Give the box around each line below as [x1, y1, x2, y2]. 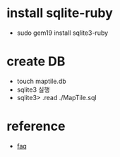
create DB [6, 53, 66, 70]
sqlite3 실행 [16, 85, 50, 94]
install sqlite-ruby [6, 5, 114, 21]
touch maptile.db [16, 77, 66, 85]
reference [6, 119, 66, 134]
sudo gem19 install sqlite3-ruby [16, 28, 109, 37]
